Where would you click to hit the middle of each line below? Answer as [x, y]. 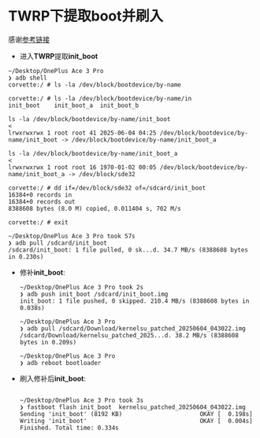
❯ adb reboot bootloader [60, 363]
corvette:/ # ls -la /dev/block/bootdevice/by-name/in [100, 98]
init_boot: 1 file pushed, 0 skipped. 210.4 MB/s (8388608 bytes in [134, 301]
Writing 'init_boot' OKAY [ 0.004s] [136, 421]
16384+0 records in [40, 195]
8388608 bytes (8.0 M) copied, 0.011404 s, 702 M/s [95, 208]
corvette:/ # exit [38, 222]
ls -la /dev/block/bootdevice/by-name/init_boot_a [93, 153]
